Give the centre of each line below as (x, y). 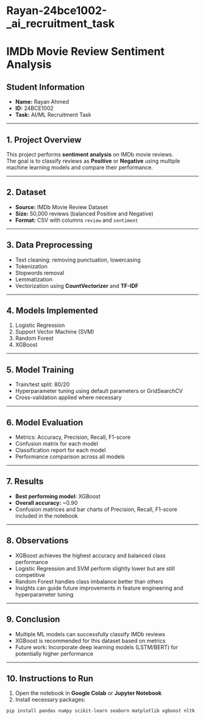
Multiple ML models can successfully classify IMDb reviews (90, 634)
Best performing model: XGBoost (58, 496)
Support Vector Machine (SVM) (55, 332)
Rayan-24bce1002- (57, 11)
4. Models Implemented (52, 311)
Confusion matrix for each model (57, 444)
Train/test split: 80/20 (42, 384)
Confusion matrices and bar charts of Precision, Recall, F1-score (96, 509)
